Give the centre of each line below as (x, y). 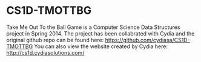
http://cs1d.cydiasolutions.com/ (45, 52)
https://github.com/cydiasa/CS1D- (147, 40)
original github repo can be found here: (55, 40)
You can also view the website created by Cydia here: (101, 46)
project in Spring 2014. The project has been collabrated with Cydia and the (100, 33)
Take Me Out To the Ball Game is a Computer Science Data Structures (93, 27)
